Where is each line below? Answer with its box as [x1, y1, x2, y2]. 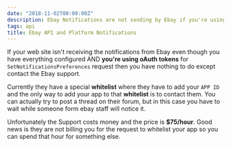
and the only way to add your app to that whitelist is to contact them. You [7, 90, 216, 98]
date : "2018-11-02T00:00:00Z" [7, 10, 94, 17]
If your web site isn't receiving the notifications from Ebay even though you [7, 48, 220, 56]
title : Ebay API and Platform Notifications [7, 29, 137, 36]
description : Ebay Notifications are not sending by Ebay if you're [7, 16, 208, 23]
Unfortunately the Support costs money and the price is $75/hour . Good [7, 118, 212, 126]
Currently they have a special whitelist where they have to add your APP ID [7, 83, 220, 91]
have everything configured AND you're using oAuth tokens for [7, 55, 189, 64]
